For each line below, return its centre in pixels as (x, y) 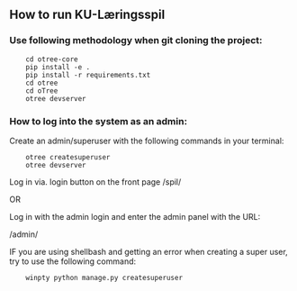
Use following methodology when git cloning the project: (136, 41)
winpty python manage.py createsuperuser (104, 277)
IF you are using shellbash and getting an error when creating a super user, (148, 251)
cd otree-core (52, 59)
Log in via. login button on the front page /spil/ (95, 182)
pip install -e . (58, 67)
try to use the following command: (73, 261)
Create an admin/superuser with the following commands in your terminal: (147, 141)
